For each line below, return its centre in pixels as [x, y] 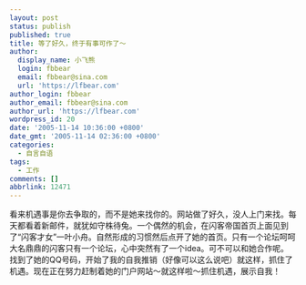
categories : [32, 145]
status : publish [40, 26]
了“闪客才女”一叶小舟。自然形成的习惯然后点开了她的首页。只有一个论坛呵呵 [153, 237]
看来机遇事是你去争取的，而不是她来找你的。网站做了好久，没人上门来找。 [149, 214]
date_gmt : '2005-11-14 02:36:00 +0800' [85, 137]
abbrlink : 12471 [40, 188]
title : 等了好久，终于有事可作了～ [68, 43]
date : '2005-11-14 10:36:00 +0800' [77, 128]
